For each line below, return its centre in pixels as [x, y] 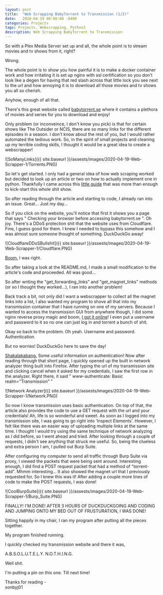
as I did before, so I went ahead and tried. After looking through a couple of [80, 436]
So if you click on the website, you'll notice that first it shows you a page [77, 213]
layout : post [18, 9]
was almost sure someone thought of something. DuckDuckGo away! [74, 234]
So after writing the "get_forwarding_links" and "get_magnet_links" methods [81, 282]
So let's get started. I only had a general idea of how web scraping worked [80, 174]
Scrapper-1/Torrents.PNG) [31, 164]
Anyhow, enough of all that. [32, 100]
